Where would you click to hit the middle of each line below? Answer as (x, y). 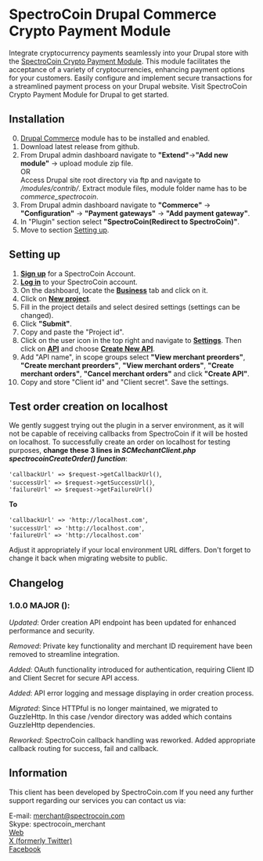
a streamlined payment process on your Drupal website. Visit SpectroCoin (128, 86)
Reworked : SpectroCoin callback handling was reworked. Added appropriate (132, 740)
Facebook (25, 848)
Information (38, 773)
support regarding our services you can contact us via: (97, 800)
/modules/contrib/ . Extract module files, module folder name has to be (133, 188)
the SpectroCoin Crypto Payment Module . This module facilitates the (120, 61)
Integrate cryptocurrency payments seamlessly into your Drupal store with (129, 53)
